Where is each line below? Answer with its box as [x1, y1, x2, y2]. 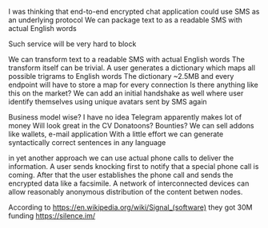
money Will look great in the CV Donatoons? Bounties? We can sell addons [8, 121, 254, 130]
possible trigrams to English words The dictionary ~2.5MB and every [8, 72, 234, 81]
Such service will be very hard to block [8, 39, 137, 49]
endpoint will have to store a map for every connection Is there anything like [8, 80, 258, 89]
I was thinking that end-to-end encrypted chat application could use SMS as [8, 7, 260, 16]
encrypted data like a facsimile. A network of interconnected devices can [8, 179, 250, 188]
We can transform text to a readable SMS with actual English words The [8, 55, 246, 64]
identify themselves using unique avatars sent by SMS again [8, 97, 207, 106]
